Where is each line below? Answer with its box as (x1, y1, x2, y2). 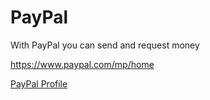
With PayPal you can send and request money (10, 39, 200, 51)
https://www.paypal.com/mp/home (10, 58, 155, 70)
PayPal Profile (10, 77, 68, 90)
